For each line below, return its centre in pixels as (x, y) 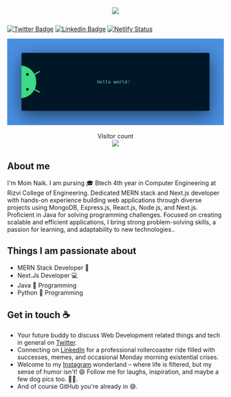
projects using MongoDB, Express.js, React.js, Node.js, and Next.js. (102, 208)
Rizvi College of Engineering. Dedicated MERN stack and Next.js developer (113, 193)
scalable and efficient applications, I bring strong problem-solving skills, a (112, 222)
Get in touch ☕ (39, 315)
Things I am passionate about (72, 251)
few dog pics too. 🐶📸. (47, 379)
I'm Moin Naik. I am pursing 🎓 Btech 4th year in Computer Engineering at (112, 183)
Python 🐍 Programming (50, 292)
